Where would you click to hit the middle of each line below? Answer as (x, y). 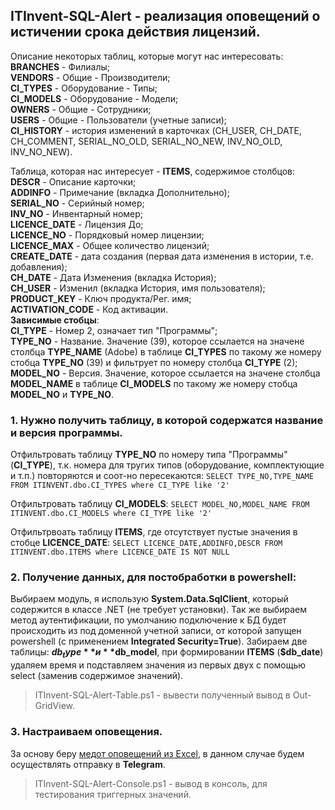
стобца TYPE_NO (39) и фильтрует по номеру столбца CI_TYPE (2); (154, 362)
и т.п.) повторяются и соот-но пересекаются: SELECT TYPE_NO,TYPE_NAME (162, 476)
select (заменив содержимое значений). (97, 676)
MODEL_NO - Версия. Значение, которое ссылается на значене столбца (165, 373)
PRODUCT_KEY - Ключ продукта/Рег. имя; (101, 298)
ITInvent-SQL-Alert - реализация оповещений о (165, 16)
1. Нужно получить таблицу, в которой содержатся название (167, 420)
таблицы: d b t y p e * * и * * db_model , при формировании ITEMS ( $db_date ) (167, 653)
